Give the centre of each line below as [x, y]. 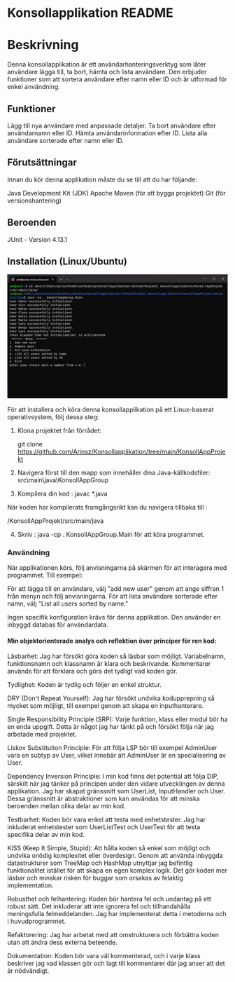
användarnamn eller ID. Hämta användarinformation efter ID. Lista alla [107, 133]
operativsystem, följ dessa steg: [53, 417]
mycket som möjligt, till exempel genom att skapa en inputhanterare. [106, 706]
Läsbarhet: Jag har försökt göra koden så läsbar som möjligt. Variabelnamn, [116, 656]
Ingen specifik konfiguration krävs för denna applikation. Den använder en [114, 618]
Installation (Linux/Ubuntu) [67, 261]
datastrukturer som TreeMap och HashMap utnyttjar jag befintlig [100, 863]
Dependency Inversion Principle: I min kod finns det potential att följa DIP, [113, 777]
